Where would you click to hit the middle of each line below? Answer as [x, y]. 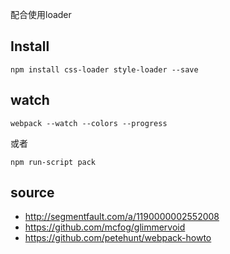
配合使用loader [41, 14]
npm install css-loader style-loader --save [104, 69]
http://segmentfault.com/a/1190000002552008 [122, 217]
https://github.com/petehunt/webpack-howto [118, 238]
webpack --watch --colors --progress [89, 123]
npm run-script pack [53, 162]
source [32, 193]
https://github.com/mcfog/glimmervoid [105, 227]
